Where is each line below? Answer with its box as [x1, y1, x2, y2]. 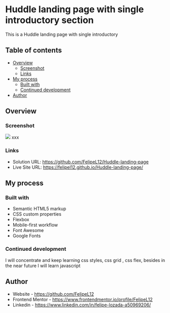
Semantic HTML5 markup [12, 205, 66, 212]
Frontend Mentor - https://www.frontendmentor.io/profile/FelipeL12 [12, 296, 153, 302]
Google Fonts [12, 233, 41, 239]
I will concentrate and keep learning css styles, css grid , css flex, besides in [5, 257, 165, 263]
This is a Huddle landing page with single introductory [5, 31, 118, 37]
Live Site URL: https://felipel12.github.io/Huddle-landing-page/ [12, 164, 144, 170]
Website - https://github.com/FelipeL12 [12, 291, 94, 297]
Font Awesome [12, 227, 44, 233]
